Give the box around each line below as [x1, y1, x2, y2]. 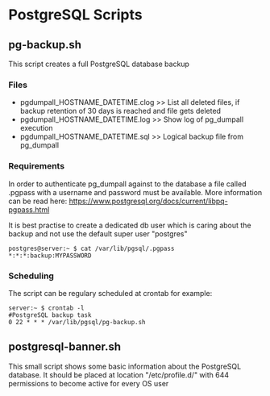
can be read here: [8, 196, 68, 206]
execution [19, 123, 54, 133]
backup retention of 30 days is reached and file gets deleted [19, 106, 222, 116]
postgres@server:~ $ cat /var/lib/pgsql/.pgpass [8, 244, 175, 252]
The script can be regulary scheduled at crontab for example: [8, 288, 213, 298]
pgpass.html [8, 204, 50, 215]
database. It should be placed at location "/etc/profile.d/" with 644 [8, 369, 230, 380]
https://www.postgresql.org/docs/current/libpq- [69, 196, 228, 206]
